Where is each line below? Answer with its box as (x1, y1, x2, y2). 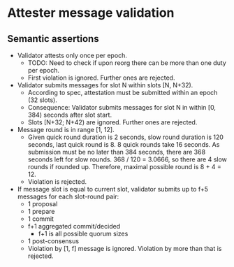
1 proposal (27, 200, 58, 208)
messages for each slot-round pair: (17, 192, 119, 201)
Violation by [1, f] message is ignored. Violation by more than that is (27, 245, 222, 252)
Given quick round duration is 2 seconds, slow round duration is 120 (27, 133, 224, 141)
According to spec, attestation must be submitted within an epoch (27, 89, 218, 96)
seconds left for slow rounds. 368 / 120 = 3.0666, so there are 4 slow (27, 155, 227, 164)
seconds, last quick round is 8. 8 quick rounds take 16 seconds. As (27, 140, 220, 148)
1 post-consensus (27, 237, 79, 245)
